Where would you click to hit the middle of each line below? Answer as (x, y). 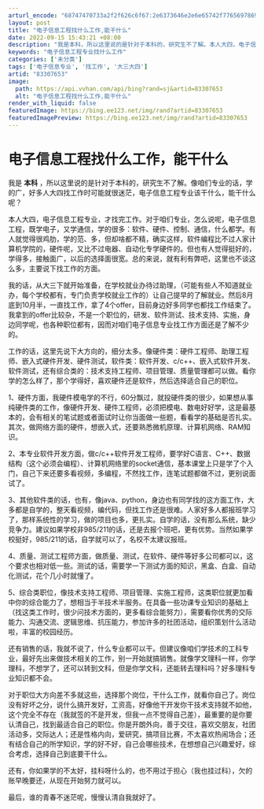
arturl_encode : (33, 15)
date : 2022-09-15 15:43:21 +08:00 (65, 37)
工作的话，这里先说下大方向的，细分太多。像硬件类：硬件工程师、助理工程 (128, 351)
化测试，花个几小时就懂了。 (53, 575)
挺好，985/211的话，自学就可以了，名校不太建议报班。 (103, 539)
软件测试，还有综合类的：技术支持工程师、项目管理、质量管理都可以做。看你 (132, 370)
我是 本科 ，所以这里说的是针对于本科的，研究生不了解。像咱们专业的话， (127, 183)
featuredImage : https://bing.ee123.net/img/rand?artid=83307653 (115, 111)
